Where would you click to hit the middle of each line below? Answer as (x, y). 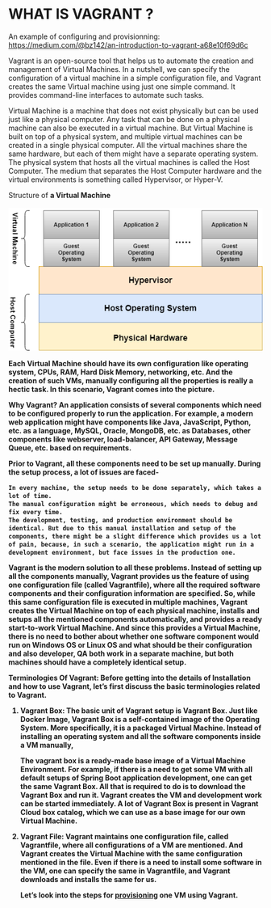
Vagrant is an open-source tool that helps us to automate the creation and (131, 61)
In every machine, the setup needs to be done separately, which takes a (135, 488)
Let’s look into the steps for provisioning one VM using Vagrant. (129, 895)
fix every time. (35, 513)
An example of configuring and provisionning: (84, 36)
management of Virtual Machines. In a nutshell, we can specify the (119, 69)
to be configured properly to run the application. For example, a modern (131, 414)
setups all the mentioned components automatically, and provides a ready (135, 619)
